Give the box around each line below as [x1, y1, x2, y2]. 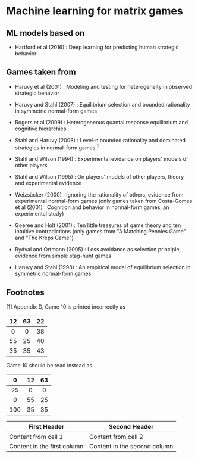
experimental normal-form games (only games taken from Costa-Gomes [14, 198, 193, 205]
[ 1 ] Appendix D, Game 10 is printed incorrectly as [6, 303, 126, 310]
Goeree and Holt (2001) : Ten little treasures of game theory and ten [14, 222, 181, 229]
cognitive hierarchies [14, 125, 67, 132]
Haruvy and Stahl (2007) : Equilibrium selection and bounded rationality [14, 101, 190, 108]
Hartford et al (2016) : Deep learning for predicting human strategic [14, 43, 180, 51]
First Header [28, 423, 64, 431]
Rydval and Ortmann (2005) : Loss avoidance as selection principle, [14, 246, 181, 253]
